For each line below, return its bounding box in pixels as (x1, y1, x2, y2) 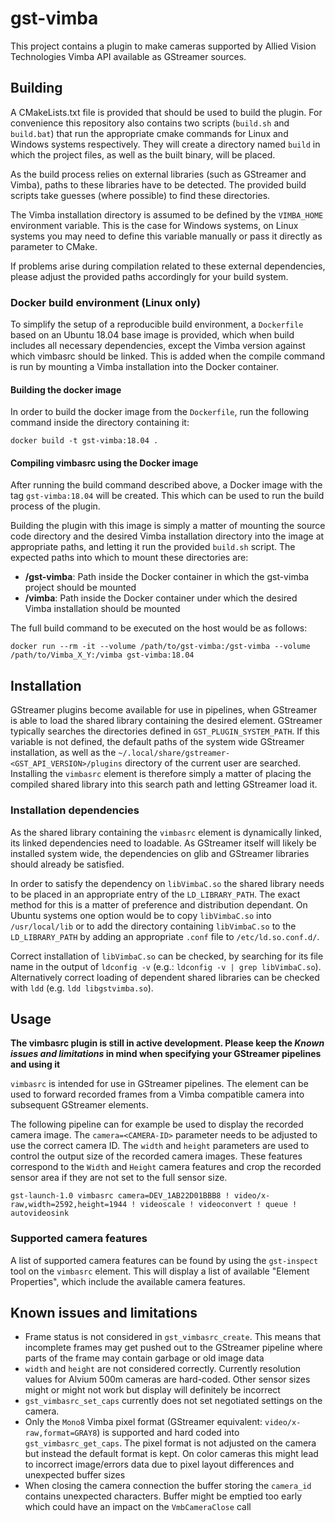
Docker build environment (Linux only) (10, 295, 201, 309)
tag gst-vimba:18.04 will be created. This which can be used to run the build (10, 490, 325, 502)
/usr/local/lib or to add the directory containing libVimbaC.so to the (10, 920, 297, 932)
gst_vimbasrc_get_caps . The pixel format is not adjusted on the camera (24, 1437, 317, 1449)
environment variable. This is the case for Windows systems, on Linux (10, 219, 299, 231)
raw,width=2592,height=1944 (10, 1200, 128, 1210)
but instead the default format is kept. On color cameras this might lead (24, 1448, 319, 1460)
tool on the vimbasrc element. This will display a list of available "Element (10, 1265, 310, 1277)
